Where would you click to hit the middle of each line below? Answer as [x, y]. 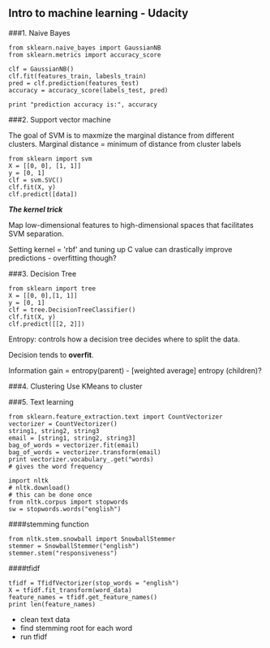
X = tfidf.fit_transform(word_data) [70, 590]
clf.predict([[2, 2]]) [47, 324]
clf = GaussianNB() [41, 69]
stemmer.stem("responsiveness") [63, 553]
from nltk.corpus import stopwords [69, 502]
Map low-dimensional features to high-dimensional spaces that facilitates [131, 225]
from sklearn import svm [50, 159]
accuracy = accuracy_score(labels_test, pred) [88, 90]
